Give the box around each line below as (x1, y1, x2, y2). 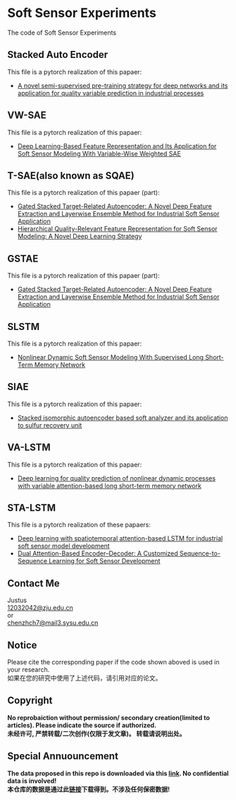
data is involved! (7, 776, 57, 785)
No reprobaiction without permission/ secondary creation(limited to (7, 713, 210, 722)
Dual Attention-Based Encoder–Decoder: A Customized (17, 549, 178, 558)
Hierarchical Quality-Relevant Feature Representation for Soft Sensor (17, 225, 218, 233)
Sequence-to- (179, 549, 221, 558)
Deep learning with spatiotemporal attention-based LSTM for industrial (17, 534, 223, 543)
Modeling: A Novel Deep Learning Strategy (17, 232, 142, 241)
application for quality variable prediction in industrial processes (17, 88, 204, 97)
